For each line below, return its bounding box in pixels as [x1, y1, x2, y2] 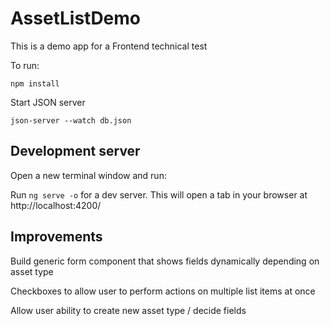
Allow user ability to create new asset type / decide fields [10, 304, 247, 316]
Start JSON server [10, 96, 86, 108]
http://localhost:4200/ [10, 199, 102, 211]
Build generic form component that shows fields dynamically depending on [10, 255, 320, 267]
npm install [10, 78, 60, 89]
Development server [10, 143, 141, 160]
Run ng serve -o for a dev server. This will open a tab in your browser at [10, 188, 308, 201]
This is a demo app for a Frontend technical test [10, 40, 208, 52]
